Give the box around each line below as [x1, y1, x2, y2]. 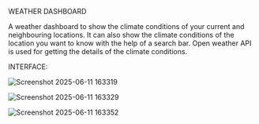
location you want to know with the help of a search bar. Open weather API [8, 38, 252, 48]
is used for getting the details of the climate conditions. [8, 47, 188, 56]
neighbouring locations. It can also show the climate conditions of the [8, 31, 235, 39]
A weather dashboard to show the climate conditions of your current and [8, 22, 245, 31]
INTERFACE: [8, 62, 48, 71]
